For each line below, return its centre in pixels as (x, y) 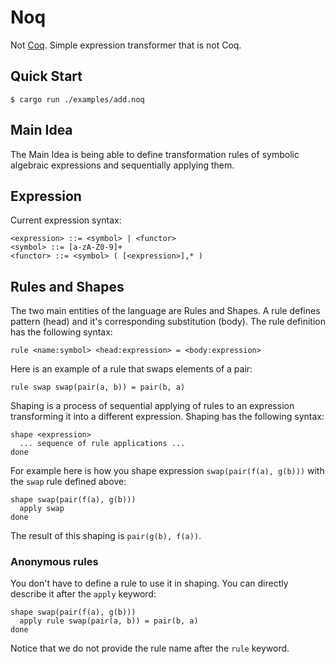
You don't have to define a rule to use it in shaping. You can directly (149, 583)
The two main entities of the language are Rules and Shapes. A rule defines (165, 311)
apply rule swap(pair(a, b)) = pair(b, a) (109, 621)
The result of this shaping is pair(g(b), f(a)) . (106, 536)
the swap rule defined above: (68, 482)
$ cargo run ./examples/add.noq (77, 99)
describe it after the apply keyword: (83, 594)
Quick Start (46, 76)
